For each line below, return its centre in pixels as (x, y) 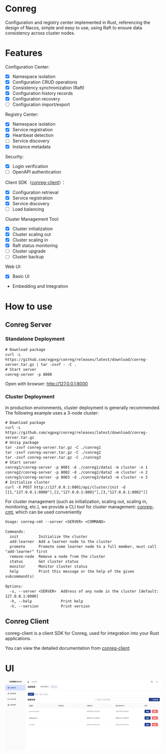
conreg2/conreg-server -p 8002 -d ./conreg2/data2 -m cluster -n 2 (77, 472)
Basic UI (21, 276)
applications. (18, 639)
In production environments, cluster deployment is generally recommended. (83, 408)
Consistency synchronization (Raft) (48, 88)
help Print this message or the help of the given (72, 571)
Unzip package (24, 442)
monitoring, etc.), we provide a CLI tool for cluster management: (71, 506)
